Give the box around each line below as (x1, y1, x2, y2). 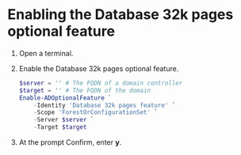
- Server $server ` (33, 116, 94, 124)
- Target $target (33, 123, 87, 131)
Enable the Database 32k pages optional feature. (18, 63, 179, 73)
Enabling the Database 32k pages (7, 6, 234, 24)
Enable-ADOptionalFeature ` (18, 93, 112, 102)
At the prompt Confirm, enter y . (18, 138, 122, 147)
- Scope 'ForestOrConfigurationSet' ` (33, 108, 159, 116)
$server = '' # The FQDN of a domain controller (18, 79, 183, 87)
